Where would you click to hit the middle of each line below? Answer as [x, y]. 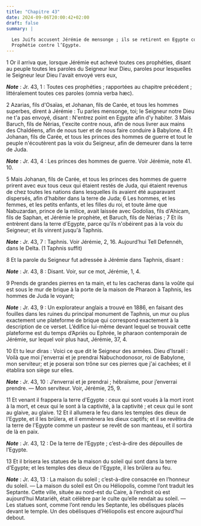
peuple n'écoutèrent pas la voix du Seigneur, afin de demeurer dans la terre [99, 143]
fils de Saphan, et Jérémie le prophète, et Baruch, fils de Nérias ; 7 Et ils [95, 217]
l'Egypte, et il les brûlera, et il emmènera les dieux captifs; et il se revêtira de [100, 419]
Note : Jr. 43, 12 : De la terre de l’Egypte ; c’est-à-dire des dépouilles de [95, 443]
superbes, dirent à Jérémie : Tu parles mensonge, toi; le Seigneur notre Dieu [100, 111]
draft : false [22, 23]
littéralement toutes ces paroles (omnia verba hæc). [70, 93]
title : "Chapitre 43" [33, 12]
